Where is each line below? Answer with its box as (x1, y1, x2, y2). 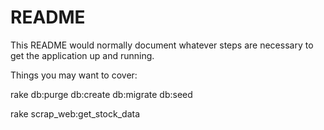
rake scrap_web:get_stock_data (10, 107, 140, 120)
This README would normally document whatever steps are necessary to (10, 39, 314, 51)
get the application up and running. (10, 49, 155, 61)
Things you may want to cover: (10, 69, 138, 81)
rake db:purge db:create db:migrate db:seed (10, 88, 193, 100)
